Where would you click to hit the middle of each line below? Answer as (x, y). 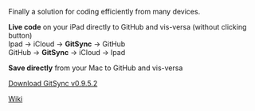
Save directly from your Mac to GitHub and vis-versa (96, 68)
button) (20, 36)
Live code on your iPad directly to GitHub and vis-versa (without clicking (127, 27)
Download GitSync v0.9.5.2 (53, 83)
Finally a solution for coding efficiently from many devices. (104, 12)
